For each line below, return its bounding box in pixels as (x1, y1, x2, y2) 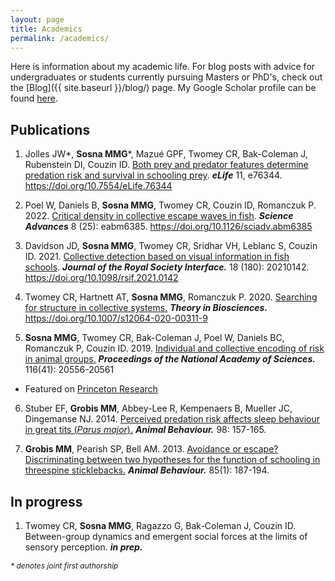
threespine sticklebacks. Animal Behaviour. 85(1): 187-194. (24, 464, 270, 476)
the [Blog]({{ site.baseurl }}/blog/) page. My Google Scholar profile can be (10, 82, 317, 94)
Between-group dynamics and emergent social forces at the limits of (24, 531, 308, 542)
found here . (10, 92, 58, 105)
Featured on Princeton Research (24, 383, 158, 395)
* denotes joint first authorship (10, 561, 119, 571)
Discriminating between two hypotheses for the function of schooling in (24, 454, 321, 466)
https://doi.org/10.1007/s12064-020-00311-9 (24, 312, 208, 325)
